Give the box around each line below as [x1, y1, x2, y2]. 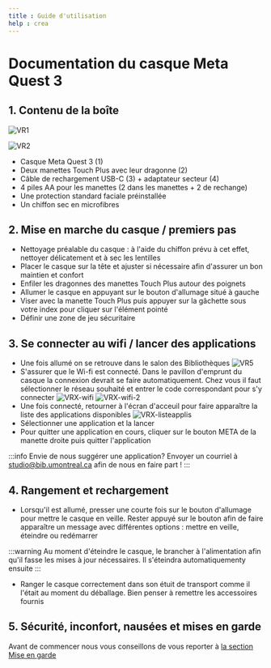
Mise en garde [8, 649, 57, 660]
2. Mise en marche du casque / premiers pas [8, 223, 237, 236]
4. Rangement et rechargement [8, 483, 169, 497]
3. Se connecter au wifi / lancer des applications [8, 337, 256, 351]
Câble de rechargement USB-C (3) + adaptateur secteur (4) [19, 173, 220, 183]
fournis [19, 596, 44, 606]
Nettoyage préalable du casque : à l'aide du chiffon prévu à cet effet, [19, 245, 250, 254]
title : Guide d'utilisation [8, 11, 107, 20]
